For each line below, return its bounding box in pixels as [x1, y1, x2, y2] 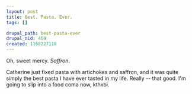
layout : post [6, 8, 39, 15]
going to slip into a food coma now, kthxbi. [6, 81, 110, 88]
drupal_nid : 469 [6, 36, 46, 42]
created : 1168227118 [6, 41, 57, 47]
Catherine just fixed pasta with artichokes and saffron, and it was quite [6, 69, 179, 75]
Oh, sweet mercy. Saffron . [6, 57, 71, 64]
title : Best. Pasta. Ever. [6, 14, 73, 20]
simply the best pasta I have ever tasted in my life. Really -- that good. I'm [6, 75, 187, 82]
